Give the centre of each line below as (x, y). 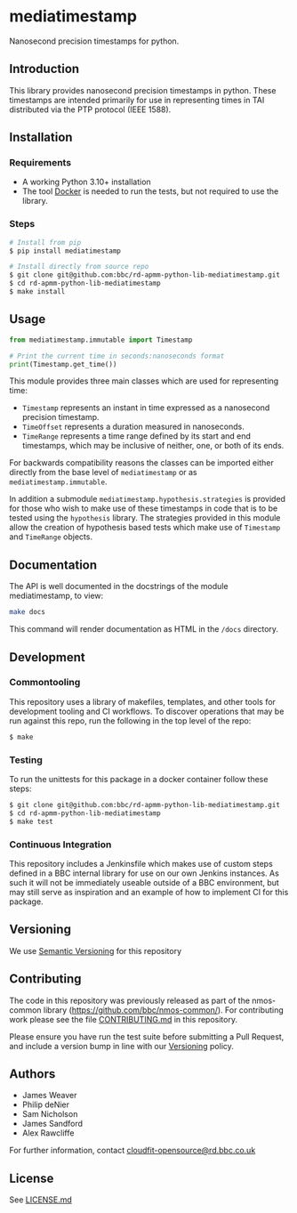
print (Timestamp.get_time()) (63, 364)
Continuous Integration (60, 845)
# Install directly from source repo (79, 267)
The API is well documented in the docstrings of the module (119, 586)
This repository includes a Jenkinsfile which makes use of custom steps (141, 863)
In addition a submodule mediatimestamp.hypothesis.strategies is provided (148, 499)
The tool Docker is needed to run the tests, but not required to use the (150, 191)
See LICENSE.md (41, 1200)
